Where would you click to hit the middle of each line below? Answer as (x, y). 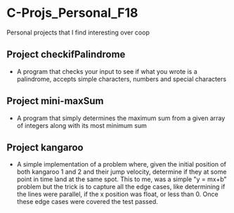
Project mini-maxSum (55, 101)
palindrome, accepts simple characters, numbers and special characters (121, 79)
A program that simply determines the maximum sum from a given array (121, 118)
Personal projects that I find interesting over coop (78, 32)
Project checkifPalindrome (66, 54)
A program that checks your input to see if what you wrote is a (107, 71)
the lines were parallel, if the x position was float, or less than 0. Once (117, 194)
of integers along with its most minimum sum (82, 125)
